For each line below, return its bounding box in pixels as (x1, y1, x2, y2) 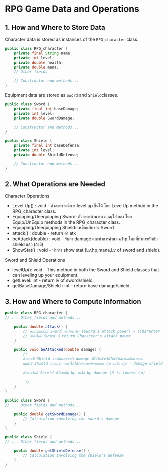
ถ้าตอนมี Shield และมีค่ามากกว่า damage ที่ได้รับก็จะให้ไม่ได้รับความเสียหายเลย (23, 356, 143, 362)
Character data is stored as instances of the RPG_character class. (5, 36, 139, 42)
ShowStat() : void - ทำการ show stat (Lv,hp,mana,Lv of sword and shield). (12, 247, 161, 253)
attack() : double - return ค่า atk (12, 230, 76, 236)
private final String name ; (14, 51, 72, 56)
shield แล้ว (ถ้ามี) (12, 241, 44, 248)
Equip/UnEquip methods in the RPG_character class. (12, 219, 120, 225)
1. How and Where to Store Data (5, 23, 106, 32)
